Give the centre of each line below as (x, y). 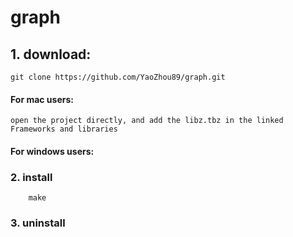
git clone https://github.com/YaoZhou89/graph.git (118, 77)
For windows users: (52, 151)
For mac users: (42, 99)
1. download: (51, 54)
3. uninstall (38, 223)
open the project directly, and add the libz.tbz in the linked (147, 121)
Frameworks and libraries (64, 129)
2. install (31, 177)
